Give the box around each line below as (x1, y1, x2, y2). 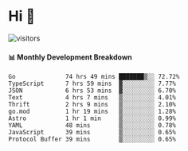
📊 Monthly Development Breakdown (8, 52, 133, 62)
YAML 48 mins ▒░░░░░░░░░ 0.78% (8, 122, 177, 130)
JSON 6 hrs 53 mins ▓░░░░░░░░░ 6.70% (8, 87, 177, 95)
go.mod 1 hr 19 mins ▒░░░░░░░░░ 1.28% (8, 107, 177, 116)
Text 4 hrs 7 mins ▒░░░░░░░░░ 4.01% (8, 94, 177, 102)
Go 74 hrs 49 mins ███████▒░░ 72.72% (8, 73, 180, 81)
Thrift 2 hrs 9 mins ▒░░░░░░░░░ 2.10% (8, 101, 177, 109)
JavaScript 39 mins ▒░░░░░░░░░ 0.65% (8, 129, 177, 137)
